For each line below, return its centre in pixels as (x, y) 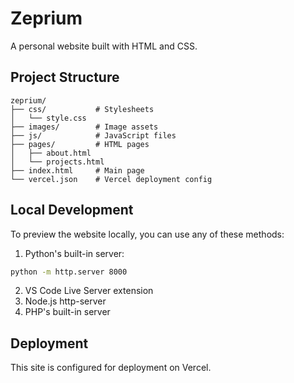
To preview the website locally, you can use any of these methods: (147, 234)
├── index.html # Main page (77, 170)
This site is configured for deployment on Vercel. (111, 368)
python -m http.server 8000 (69, 272)
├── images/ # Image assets (84, 127)
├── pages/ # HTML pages (80, 144)
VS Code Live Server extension (89, 291)
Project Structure (65, 77)
